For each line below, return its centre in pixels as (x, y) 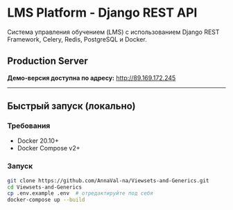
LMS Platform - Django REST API (102, 13)
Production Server (48, 61)
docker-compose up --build (46, 200)
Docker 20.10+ (38, 141)
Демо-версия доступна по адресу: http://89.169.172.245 (92, 78)
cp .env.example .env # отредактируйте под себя (80, 193)
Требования (29, 126)
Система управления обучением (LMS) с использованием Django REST (113, 32)
